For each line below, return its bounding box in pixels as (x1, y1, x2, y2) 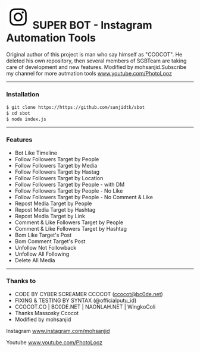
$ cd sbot (6, 111, 31, 117)
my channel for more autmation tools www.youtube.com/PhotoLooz (6, 70, 173, 77)
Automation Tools (6, 32, 96, 45)
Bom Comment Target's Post (14, 237, 86, 245)
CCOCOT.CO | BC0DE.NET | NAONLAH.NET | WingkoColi (14, 303, 156, 310)
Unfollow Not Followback (14, 244, 77, 251)
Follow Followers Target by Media (14, 162, 98, 169)
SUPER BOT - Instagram (32, 18, 153, 32)
